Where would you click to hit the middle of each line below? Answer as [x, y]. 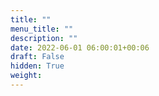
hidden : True [37, 66]
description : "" [44, 38]
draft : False [37, 57]
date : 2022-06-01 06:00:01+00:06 [80, 47]
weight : [26, 76]
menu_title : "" [42, 29]
